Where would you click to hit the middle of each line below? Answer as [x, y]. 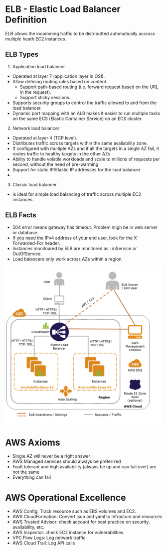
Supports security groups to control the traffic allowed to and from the [84, 103]
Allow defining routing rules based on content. [60, 81]
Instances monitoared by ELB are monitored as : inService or [75, 248]
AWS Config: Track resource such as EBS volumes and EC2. [74, 511]
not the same [26, 472]
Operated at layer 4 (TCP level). [45, 138]
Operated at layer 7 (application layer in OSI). [59, 76]
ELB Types [22, 55]
